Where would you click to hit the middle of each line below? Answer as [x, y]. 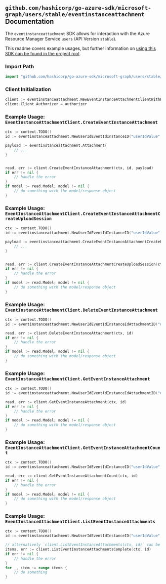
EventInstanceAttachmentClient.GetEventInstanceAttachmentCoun [83, 448]
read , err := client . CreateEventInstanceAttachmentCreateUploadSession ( [82, 264]
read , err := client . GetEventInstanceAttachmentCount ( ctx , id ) [72, 476]
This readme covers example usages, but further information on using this [81, 48]
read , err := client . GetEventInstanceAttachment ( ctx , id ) [66, 402]
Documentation [30, 21]
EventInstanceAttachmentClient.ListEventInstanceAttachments [80, 522]
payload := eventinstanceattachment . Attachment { [56, 146]
